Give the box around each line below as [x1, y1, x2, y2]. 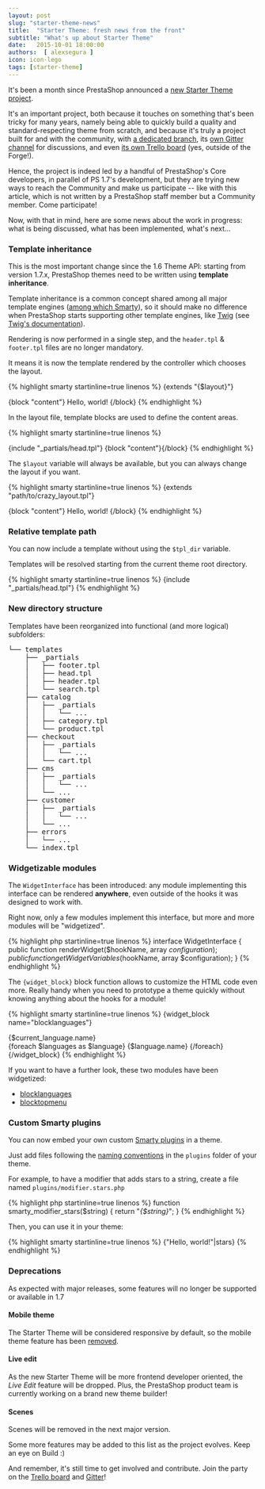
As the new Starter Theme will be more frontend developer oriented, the [8, 1372, 244, 1381]
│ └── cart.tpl [25, 756, 93, 765]
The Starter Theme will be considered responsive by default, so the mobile [8, 1327, 252, 1337]
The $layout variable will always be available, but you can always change [8, 459, 248, 469]
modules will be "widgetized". [8, 921, 105, 930]
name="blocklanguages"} [8, 1017, 93, 1027]
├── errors [25, 827, 67, 836]
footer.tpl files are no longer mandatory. [8, 343, 144, 353]
